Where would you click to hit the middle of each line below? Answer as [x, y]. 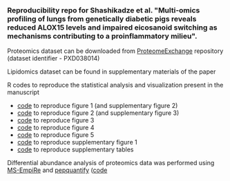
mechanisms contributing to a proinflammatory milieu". [102, 36]
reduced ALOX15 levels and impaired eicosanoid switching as [112, 28]
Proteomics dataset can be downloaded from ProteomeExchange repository [115, 51]
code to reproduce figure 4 [56, 128]
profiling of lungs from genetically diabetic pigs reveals [102, 19]
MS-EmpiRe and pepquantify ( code [57, 170]
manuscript [23, 92]
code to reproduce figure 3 [56, 120]
